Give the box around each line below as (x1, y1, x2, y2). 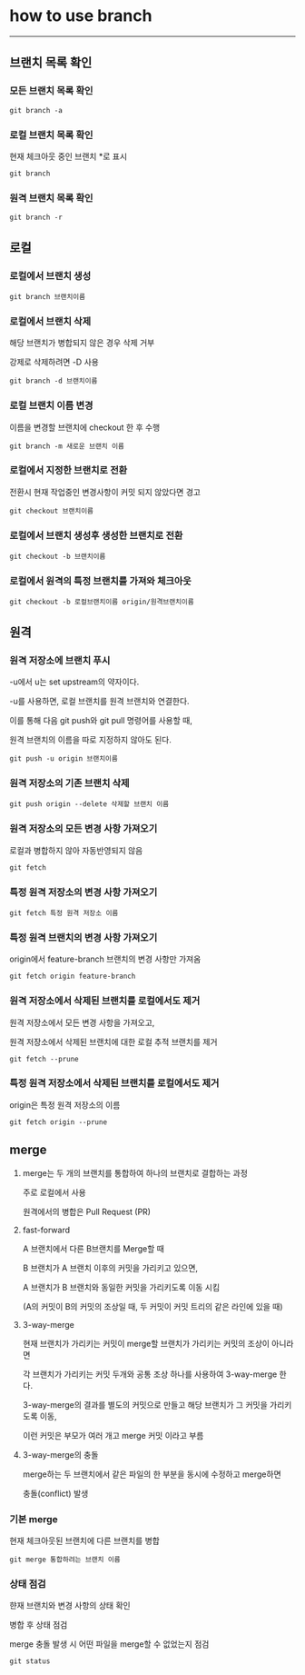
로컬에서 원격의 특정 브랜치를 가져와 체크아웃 (9, 574, 192, 587)
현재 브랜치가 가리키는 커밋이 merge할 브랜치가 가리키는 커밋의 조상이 (22, 1338, 271, 1349)
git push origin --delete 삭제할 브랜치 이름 (9, 800, 170, 809)
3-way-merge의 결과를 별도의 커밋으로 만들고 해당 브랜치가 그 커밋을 (22, 1399, 268, 1410)
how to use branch (9, 5, 152, 26)
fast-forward (22, 1224, 71, 1235)
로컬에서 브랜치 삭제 (9, 314, 92, 327)
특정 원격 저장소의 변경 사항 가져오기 (9, 885, 158, 898)
